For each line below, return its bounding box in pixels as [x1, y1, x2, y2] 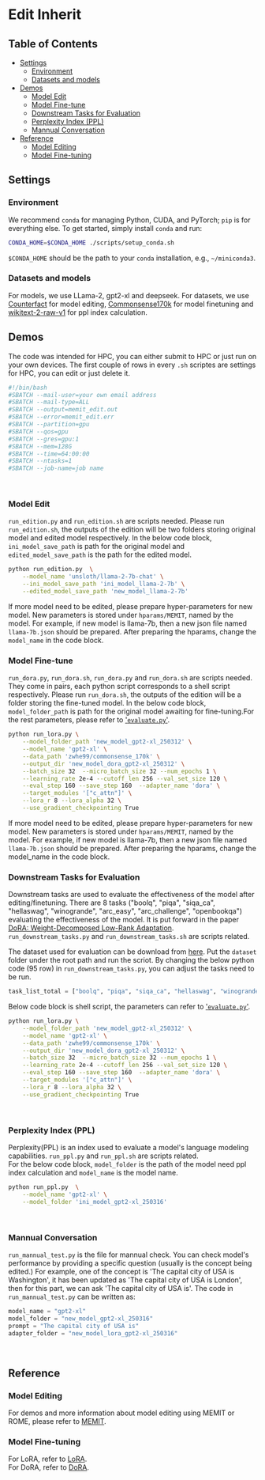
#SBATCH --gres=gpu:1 [8, 435, 80, 443]
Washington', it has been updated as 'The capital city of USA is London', [8, 1275, 243, 1285]
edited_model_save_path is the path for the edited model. [8, 550, 192, 559]
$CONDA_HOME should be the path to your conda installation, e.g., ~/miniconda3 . [8, 253, 256, 263]
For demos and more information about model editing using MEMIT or [8, 1408, 235, 1418]
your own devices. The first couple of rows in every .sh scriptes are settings [8, 360, 256, 369]
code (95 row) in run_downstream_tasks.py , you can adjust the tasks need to [8, 963, 255, 974]
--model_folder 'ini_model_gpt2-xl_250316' [22, 1198, 168, 1206]
